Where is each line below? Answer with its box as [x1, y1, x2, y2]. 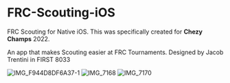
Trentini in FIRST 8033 [7, 55, 71, 63]
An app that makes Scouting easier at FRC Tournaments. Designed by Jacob [7, 48, 224, 56]
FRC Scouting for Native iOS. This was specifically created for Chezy [7, 27, 203, 36]
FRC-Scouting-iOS [7, 5, 115, 21]
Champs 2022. [7, 34, 50, 43]
